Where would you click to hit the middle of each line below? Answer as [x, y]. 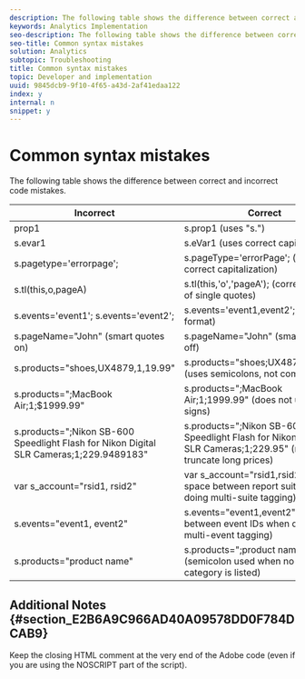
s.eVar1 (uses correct [230, 244]
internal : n [32, 102]
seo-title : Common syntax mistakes [77, 43]
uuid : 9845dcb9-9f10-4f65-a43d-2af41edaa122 [95, 85]
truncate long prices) [229, 460]
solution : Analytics [49, 52]
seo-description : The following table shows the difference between [142, 35]
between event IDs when [237, 524]
